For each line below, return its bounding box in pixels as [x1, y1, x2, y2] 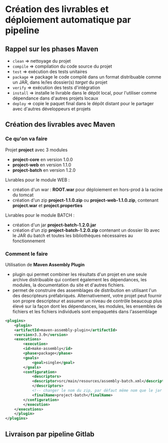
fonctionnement [12, 238, 45, 244]
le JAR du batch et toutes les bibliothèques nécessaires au [12, 232, 133, 238]
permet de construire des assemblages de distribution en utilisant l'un [12, 287, 156, 293]
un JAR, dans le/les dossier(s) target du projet [12, 79, 107, 85]
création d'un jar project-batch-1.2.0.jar [12, 222, 96, 228]
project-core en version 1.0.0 [12, 156, 73, 162]
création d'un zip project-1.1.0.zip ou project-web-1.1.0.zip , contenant [12, 197, 159, 203]
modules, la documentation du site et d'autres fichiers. [12, 282, 125, 288]
